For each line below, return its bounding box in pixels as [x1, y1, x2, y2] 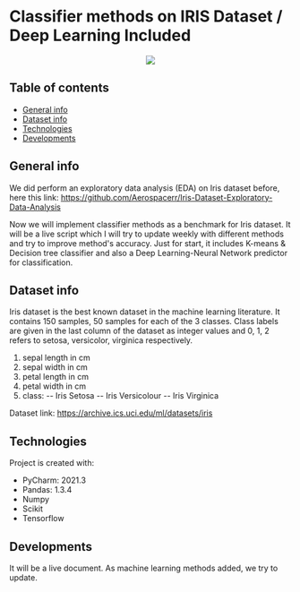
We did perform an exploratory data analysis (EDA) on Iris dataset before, [9, 182, 280, 193]
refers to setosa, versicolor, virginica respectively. [9, 335, 193, 346]
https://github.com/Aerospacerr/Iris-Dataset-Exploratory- [60, 192, 273, 202]
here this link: [9, 192, 59, 202]
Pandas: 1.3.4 [21, 485, 73, 495]
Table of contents [9, 81, 109, 96]
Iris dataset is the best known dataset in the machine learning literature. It [9, 306, 280, 317]
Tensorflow [21, 513, 64, 524]
